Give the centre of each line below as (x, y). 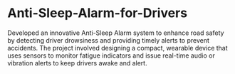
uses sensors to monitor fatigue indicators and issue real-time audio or (111, 55)
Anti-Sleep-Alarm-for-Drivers (97, 13)
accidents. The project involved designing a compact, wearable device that (117, 48)
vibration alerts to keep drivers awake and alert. (77, 63)
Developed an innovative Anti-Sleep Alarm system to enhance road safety (116, 33)
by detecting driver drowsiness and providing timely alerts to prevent (109, 40)
